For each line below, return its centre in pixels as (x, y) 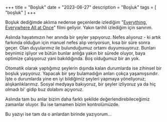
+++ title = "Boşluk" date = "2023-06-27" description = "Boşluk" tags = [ (81, 7)
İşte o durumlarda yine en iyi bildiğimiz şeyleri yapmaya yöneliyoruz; (76, 79)
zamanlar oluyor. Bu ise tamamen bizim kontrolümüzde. (62, 104)
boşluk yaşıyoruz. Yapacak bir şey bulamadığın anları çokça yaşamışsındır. (82, 73)
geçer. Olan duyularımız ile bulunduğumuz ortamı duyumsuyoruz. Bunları (80, 48)
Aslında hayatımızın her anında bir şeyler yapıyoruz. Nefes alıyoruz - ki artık (83, 37)
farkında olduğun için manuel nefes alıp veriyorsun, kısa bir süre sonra (78, 42)
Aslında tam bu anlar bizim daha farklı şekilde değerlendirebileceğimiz (77, 99)
